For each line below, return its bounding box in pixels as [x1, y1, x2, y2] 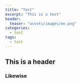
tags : [5, 35, 16, 40]
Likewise [5, 73, 27, 80]
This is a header [5, 58, 56, 66]
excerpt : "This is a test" [5, 12, 61, 17]
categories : [5, 26, 30, 31]
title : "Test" [5, 7, 35, 12]
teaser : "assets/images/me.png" [9, 21, 77, 26]
